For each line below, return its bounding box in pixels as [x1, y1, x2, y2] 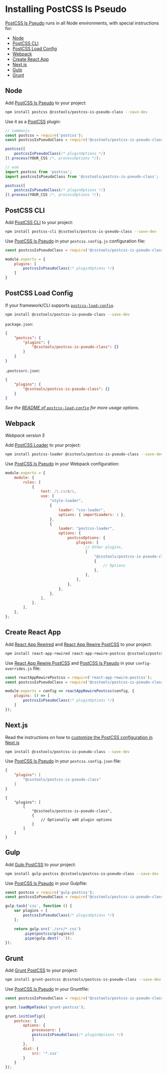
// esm [5, 165, 19, 170]
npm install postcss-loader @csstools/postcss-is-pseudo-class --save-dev [5, 452, 164, 457]
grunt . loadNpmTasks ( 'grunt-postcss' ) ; [5, 1005, 85, 1010]
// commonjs [5, 128, 30, 133]
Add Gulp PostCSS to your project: [5, 861, 76, 867]
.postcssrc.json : [5, 367, 40, 373]
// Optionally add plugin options [40, 817, 112, 822]
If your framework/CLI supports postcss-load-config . [5, 302, 115, 308]
